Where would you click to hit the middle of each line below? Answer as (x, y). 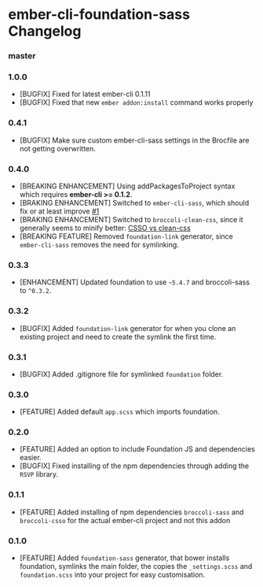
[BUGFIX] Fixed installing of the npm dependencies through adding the (134, 466)
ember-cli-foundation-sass (99, 15)
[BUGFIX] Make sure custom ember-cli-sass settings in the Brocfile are (134, 140)
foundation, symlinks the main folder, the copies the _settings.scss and (136, 567)
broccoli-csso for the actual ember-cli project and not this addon (125, 520)
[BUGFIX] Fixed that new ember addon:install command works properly (136, 102)
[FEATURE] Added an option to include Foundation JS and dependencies (137, 449)
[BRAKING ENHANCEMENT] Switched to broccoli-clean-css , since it (131, 219)
